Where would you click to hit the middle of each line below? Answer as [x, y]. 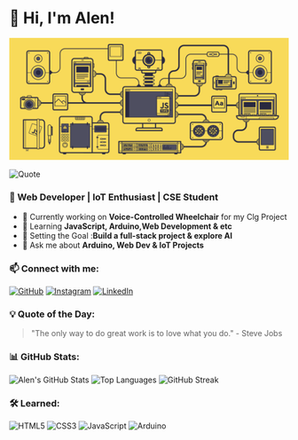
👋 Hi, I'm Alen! [62, 18]
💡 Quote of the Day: [52, 314]
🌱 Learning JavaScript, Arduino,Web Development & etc [127, 226]
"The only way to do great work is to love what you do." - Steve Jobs [157, 334]
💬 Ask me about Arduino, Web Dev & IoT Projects [113, 245]
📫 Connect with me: [54, 268]
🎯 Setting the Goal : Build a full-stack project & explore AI [127, 235]
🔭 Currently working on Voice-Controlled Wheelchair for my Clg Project [154, 216]
